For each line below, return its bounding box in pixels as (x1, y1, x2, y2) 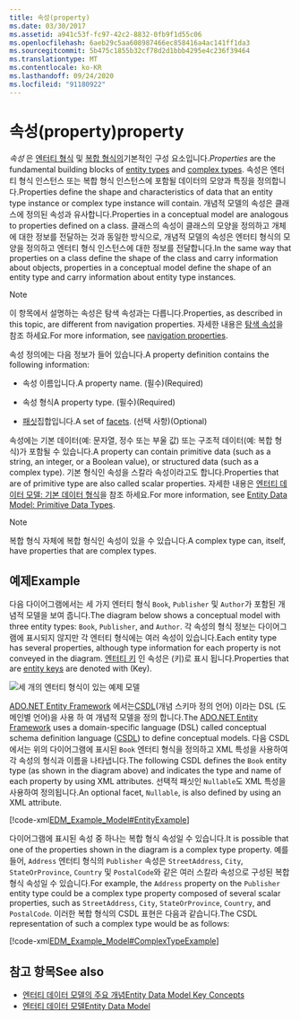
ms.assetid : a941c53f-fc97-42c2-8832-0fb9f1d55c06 (9, 30, 202, 39)
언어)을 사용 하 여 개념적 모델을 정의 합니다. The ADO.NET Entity (32, 712, 258, 723)
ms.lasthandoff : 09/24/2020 (9, 72, 115, 81)
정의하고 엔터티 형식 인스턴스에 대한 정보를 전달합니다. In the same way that (25, 242, 292, 253)
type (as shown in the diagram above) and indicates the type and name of (9, 765, 282, 776)
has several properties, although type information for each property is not (9, 642, 281, 653)
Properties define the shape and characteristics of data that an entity (18, 186, 273, 197)
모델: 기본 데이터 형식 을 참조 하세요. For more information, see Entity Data (25, 489, 288, 500)
